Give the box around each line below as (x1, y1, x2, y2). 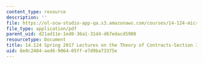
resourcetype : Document (6, 37, 66, 43)
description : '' (6, 14, 47, 20)
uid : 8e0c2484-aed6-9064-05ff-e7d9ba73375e (6, 48, 118, 54)
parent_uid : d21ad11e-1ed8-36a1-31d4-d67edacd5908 (6, 31, 137, 37)
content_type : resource (6, 8, 66, 15)
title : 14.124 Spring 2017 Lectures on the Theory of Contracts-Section (6, 43, 193, 49)
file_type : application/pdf (6, 25, 77, 32)
